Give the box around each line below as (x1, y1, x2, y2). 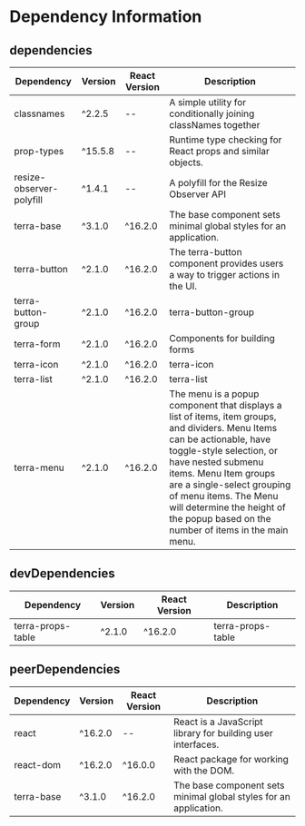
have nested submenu (169, 456, 264, 468)
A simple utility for (169, 96, 247, 108)
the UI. (169, 280, 198, 292)
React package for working (173, 752, 289, 765)
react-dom (14, 758, 62, 771)
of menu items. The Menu (169, 490, 279, 502)
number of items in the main (169, 524, 289, 536)
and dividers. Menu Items (169, 422, 278, 434)
